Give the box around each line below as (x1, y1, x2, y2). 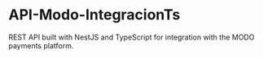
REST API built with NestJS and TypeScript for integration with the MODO (8, 32, 255, 42)
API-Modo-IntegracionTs (8, 6, 181, 24)
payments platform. (8, 40, 74, 50)
